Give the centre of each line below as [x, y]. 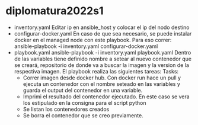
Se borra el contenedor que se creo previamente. [83, 115]
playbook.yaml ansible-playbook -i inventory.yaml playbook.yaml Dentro [103, 52]
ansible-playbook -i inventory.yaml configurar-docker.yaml [86, 46]
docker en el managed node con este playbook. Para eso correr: [93, 40]
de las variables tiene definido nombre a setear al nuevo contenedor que [103, 59]
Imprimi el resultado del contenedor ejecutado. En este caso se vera [106, 97]
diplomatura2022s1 [55, 11]
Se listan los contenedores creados [66, 109]
